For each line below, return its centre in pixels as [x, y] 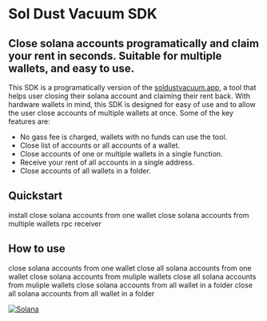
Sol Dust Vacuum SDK [83, 14]
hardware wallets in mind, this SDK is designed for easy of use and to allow [132, 104]
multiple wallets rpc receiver [55, 224]
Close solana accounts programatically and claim [134, 44]
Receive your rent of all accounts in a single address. [107, 162]
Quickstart [36, 196]
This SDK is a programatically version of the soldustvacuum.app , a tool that [132, 87]
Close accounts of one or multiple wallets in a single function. [121, 154]
